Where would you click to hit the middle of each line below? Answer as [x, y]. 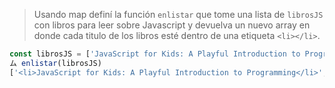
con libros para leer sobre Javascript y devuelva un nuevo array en [172, 25]
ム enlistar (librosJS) [55, 63]
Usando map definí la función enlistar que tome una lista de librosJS [178, 14]
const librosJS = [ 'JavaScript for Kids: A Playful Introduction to [155, 54]
